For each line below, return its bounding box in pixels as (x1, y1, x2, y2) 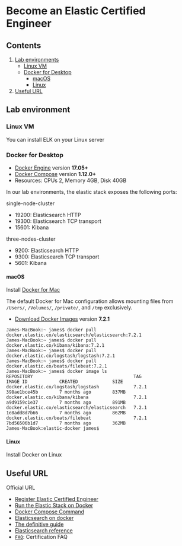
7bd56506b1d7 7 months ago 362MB (6, 420, 126, 426)
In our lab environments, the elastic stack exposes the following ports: (6, 188, 177, 195)
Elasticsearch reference (14, 527, 73, 534)
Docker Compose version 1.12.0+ (14, 170, 97, 177)
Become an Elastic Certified (6, 4, 146, 18)
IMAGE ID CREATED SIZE (6, 379, 123, 385)
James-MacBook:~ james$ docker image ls (6, 369, 108, 375)
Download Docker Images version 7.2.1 (14, 315, 110, 323)
